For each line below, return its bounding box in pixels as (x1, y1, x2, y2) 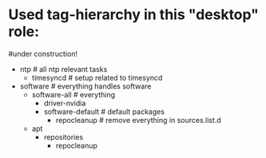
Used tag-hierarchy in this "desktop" (8, 6, 260, 24)
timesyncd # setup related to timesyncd (31, 73, 163, 82)
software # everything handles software (19, 81, 152, 91)
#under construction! (8, 49, 78, 58)
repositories (43, 132, 84, 141)
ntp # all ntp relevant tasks (19, 64, 108, 73)
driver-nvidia (43, 98, 86, 108)
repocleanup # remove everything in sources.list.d (55, 115, 221, 124)
